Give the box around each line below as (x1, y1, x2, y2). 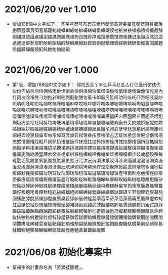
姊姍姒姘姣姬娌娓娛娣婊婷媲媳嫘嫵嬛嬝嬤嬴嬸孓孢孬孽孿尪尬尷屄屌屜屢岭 (12, 125, 163, 132)
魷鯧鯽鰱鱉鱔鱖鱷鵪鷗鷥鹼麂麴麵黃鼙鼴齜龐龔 (12, 226, 106, 233)
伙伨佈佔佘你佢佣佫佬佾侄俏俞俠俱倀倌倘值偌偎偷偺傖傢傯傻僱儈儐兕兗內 (12, 87, 163, 94)
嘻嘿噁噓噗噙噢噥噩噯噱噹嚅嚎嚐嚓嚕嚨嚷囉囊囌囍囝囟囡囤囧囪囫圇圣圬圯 (12, 113, 163, 119)
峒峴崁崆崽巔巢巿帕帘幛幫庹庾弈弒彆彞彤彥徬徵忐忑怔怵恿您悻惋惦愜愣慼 (12, 132, 163, 138)
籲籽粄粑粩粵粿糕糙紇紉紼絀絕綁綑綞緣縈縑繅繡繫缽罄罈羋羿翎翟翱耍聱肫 (12, 189, 163, 195)
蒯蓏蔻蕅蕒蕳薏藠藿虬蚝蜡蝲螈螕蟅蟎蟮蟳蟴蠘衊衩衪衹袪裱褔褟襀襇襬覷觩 (12, 27, 163, 33)
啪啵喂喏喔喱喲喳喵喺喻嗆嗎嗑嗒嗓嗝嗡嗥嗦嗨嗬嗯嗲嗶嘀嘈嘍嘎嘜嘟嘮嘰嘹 (12, 107, 163, 113)
